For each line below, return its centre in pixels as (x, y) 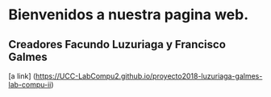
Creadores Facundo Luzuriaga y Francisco (117, 44)
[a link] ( (22, 76)
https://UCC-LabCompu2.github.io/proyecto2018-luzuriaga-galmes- (149, 76)
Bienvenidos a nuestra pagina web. (129, 15)
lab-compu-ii (30, 85)
